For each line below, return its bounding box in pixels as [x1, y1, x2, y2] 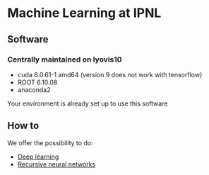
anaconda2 [17, 85, 51, 94]
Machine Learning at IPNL [7, 5, 162, 21]
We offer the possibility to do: [7, 138, 93, 147]
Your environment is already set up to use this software [7, 99, 168, 108]
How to [7, 120, 40, 132]
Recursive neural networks [17, 159, 96, 168]
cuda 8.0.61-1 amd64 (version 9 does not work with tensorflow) [17, 70, 203, 79]
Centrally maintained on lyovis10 [7, 55, 122, 64]
